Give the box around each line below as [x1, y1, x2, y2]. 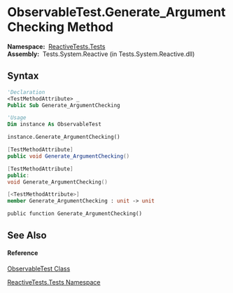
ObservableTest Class [7, 264, 71, 273]
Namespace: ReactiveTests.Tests [7, 42, 106, 50]
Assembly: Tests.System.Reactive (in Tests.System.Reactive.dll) [7, 50, 195, 58]
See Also [7, 229, 47, 241]
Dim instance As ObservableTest [7, 121, 101, 128]
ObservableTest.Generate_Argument [7, 4, 226, 20]
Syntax [7, 70, 39, 82]
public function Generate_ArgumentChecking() [7, 210, 142, 217]
